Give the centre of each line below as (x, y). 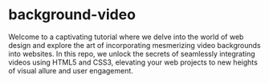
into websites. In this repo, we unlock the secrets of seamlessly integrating (132, 53)
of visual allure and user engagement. (71, 70)
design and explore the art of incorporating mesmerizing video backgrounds (134, 45)
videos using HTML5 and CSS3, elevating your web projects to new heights (133, 62)
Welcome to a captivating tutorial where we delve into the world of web (126, 37)
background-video (72, 15)
